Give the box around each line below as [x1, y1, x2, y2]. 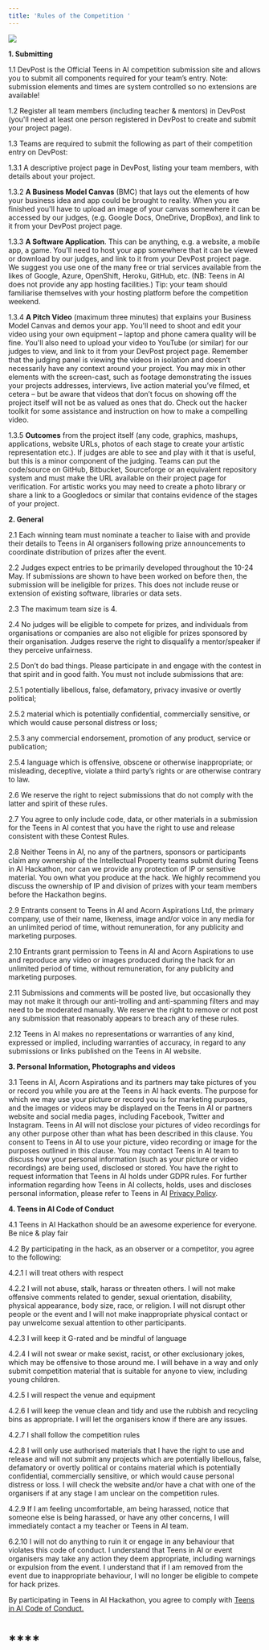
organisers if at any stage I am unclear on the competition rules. [8, 1488, 219, 1498]
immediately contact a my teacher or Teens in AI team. [8, 1520, 189, 1530]
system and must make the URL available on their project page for [8, 472, 227, 483]
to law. [8, 774, 31, 784]
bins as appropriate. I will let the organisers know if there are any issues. [8, 1414, 247, 1424]
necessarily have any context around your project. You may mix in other [8, 363, 247, 373]
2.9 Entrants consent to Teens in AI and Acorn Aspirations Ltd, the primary [8, 905, 255, 914]
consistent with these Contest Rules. [8, 831, 130, 841]
